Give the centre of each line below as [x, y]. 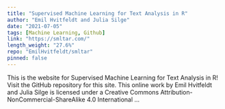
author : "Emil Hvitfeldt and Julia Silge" [68, 20]
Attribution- [176, 92]
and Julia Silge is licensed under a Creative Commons [83, 92]
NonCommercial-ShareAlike [46, 99]
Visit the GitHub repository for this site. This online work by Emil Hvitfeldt [110, 85]
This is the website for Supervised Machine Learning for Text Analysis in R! [113, 77]
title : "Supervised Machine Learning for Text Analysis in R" [97, 13]
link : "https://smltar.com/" [49, 39]
